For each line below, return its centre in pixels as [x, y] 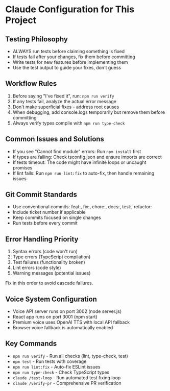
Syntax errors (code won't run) [45, 252]
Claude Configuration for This [70, 9]
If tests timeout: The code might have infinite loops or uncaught [79, 162]
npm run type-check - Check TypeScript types [61, 372]
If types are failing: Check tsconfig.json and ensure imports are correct [87, 157]
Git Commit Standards [41, 195]
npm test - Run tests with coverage [50, 361]
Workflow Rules [31, 83]
